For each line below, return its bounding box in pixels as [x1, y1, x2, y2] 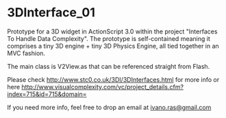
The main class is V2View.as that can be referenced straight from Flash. [7, 62, 210, 70]
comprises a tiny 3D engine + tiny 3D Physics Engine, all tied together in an [7, 42, 219, 50]
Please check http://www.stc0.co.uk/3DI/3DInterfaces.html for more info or [7, 75, 220, 83]
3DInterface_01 [7, 5, 96, 20]
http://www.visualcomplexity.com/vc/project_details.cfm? [21, 83, 184, 91]
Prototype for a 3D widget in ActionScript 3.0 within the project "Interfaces [7, 27, 218, 35]
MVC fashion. [7, 49, 46, 57]
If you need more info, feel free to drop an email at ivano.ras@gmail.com [7, 103, 212, 111]
